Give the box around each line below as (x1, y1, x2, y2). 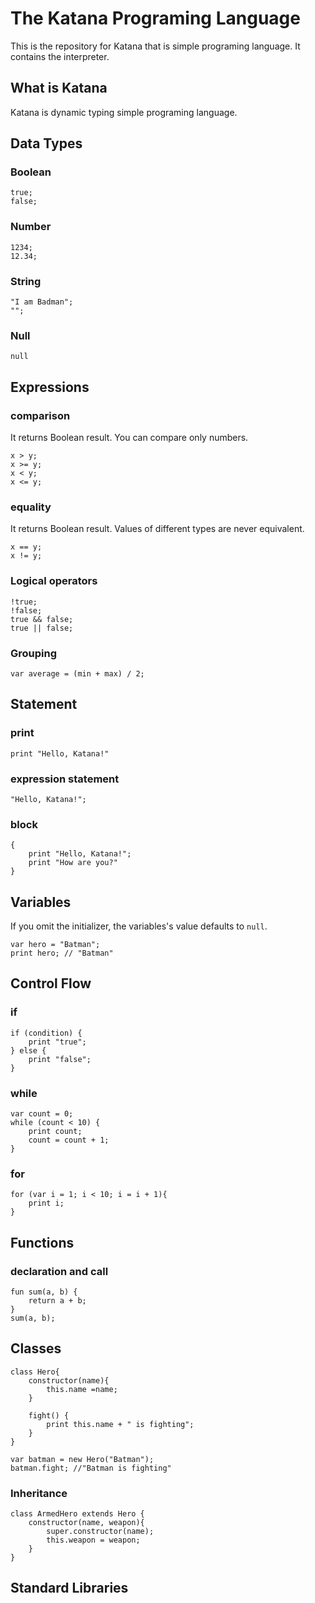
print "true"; (28, 1037, 87, 1047)
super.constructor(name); (46, 1527, 155, 1537)
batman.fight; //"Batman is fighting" (10, 1463, 172, 1473)
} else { (10, 1045, 47, 1056)
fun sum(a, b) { (10, 1287, 78, 1297)
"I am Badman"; (10, 297, 74, 307)
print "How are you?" (28, 858, 118, 868)
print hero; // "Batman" (10, 948, 114, 958)
